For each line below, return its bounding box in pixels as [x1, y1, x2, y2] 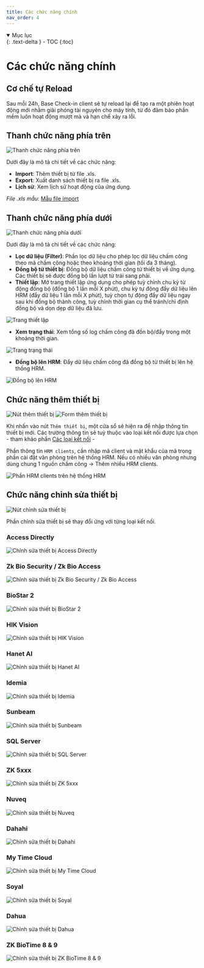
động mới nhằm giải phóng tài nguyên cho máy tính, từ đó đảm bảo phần [6, 106, 189, 114]
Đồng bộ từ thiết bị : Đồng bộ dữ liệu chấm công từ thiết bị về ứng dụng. [15, 266, 196, 273]
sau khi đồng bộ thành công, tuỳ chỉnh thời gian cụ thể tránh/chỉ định [15, 298, 189, 305]
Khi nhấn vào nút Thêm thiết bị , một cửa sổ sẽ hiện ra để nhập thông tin [6, 422, 189, 429]
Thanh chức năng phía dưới [6, 213, 113, 223]
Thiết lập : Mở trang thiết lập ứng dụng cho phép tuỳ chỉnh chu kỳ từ [15, 278, 186, 286]
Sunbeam [6, 708, 35, 716]
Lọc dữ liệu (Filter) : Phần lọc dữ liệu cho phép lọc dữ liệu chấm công [15, 253, 188, 260]
